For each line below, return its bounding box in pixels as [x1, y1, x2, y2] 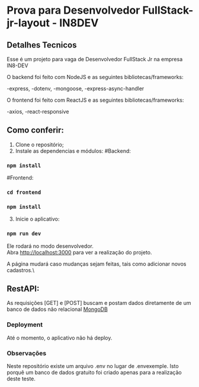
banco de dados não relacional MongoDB [7, 306, 108, 313]
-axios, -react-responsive [7, 108, 69, 115]
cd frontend [7, 189, 41, 196]
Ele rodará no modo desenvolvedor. [7, 242, 94, 250]
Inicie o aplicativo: [15, 215, 60, 223]
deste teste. [7, 375, 36, 382]
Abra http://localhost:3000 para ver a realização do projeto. [7, 248, 153, 256]
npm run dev [7, 230, 41, 237]
